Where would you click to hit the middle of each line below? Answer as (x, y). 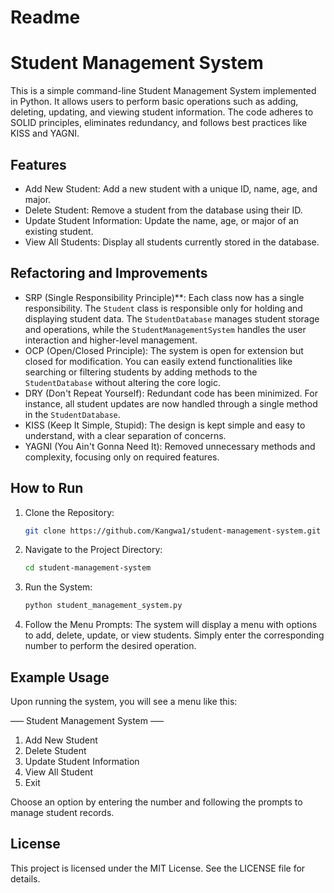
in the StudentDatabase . (72, 414)
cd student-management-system (88, 568)
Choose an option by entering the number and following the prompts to (156, 802)
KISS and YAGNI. (45, 133)
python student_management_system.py (103, 606)
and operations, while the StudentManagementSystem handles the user (165, 329)
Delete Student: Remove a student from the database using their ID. (163, 210)
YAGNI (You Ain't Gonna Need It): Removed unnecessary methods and (170, 446)
